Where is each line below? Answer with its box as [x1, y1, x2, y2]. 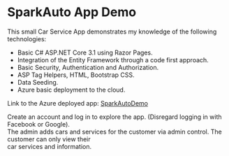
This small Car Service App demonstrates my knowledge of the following [7, 27, 217, 36]
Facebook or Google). [7, 120, 70, 128]
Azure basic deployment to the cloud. [17, 85, 126, 94]
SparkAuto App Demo [7, 4, 137, 20]
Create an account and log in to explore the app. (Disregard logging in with [7, 113, 222, 121]
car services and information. [7, 142, 92, 150]
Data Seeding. [17, 78, 59, 86]
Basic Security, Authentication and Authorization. [17, 63, 159, 71]
